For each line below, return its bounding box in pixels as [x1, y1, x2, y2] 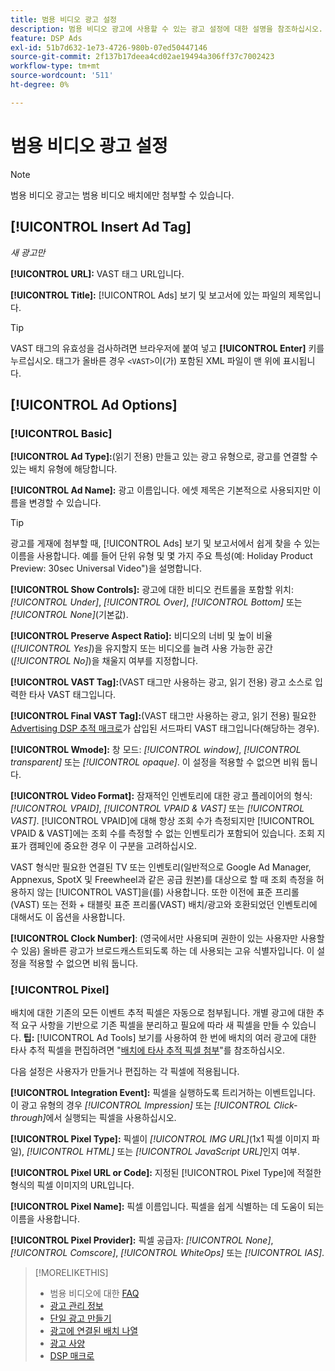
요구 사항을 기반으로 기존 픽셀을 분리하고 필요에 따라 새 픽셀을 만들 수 [20, 1019, 290, 1031]
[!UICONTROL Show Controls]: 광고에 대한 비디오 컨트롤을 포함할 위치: [10, 584, 294, 596]
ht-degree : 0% [10, 80, 70, 90]
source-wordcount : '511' [10, 71, 114, 81]
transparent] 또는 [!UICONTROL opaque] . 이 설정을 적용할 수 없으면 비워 [10, 756, 300, 768]
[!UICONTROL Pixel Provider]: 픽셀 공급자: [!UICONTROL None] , [10, 1234, 274, 1246]
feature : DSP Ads [10, 33, 83, 43]
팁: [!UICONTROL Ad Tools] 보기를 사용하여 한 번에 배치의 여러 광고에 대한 [23, 1032, 317, 1044]
